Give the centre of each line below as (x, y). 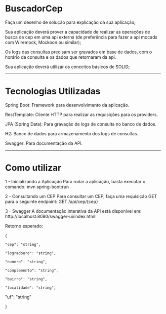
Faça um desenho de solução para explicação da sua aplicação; (70, 22)
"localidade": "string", (31, 288)
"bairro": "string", (26, 279)
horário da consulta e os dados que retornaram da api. (61, 57)
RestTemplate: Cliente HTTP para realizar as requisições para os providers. (82, 115)
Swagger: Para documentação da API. (44, 143)
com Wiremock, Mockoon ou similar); (43, 42)
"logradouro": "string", (31, 253)
